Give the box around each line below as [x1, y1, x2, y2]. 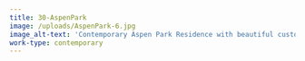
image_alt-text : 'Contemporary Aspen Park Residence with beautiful [9, 30, 274, 39]
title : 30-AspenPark [9, 13, 88, 22]
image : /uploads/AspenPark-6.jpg [9, 22, 136, 30]
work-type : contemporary [9, 38, 103, 48]
